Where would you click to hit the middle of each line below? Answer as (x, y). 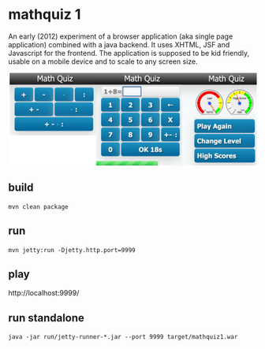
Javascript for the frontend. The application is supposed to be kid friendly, (129, 53)
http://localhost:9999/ (44, 293)
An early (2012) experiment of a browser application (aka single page (121, 36)
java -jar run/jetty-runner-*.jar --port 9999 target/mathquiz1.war (123, 337)
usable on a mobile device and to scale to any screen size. (103, 61)
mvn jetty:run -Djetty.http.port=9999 (72, 250)
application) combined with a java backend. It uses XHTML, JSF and (119, 44)
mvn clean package (38, 206)
